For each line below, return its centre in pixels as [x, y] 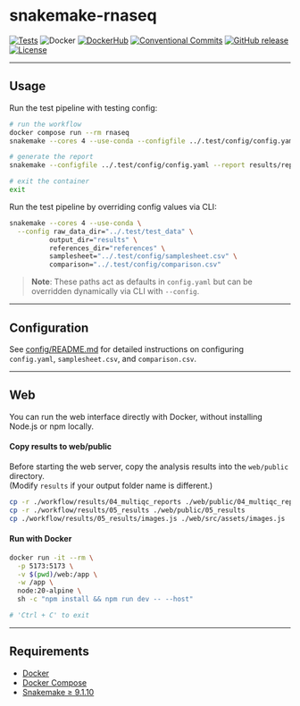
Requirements [49, 652]
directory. [27, 475]
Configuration [49, 328]
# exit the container [50, 181]
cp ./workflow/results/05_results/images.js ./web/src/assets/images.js [147, 518]
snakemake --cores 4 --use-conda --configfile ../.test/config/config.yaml [153, 141]
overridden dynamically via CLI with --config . [115, 291]
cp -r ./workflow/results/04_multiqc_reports [95, 501]
